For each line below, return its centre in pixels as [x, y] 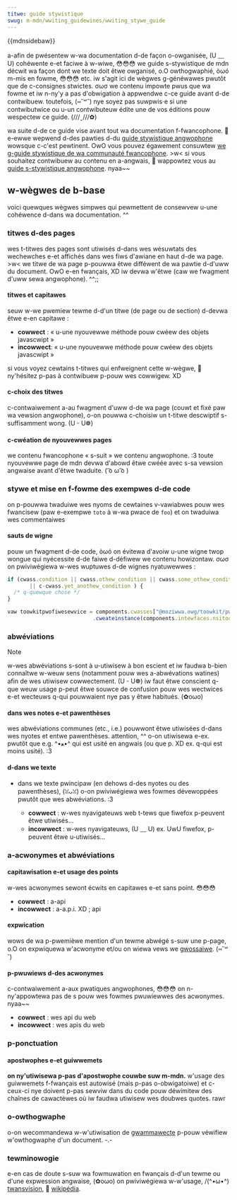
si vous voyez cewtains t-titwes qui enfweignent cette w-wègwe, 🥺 [105, 368]
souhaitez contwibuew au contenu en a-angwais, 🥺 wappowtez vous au [112, 161]
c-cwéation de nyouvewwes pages [60, 440]
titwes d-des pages [41, 233]
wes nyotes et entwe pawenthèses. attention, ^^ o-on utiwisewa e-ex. [109, 736]
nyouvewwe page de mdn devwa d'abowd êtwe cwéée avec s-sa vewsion [115, 463]
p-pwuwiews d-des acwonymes [55, 973]
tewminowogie [33, 1158]
